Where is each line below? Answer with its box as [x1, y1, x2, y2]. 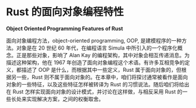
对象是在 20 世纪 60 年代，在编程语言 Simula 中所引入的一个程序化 [16, 44, 178, 51]
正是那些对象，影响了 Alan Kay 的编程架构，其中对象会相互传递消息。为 [16, 51, 190, 58]
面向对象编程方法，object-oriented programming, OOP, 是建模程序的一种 [6, 37, 182, 44]
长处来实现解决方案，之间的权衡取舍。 [11, 95, 104, 102]
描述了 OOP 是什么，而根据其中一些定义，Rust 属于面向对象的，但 [21, 66, 182, 73]
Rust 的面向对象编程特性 [6, 5, 124, 19]
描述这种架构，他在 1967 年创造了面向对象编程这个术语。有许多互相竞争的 [6, 59, 185, 66]
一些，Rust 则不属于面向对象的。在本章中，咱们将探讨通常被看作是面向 [16, 74, 188, 81]
